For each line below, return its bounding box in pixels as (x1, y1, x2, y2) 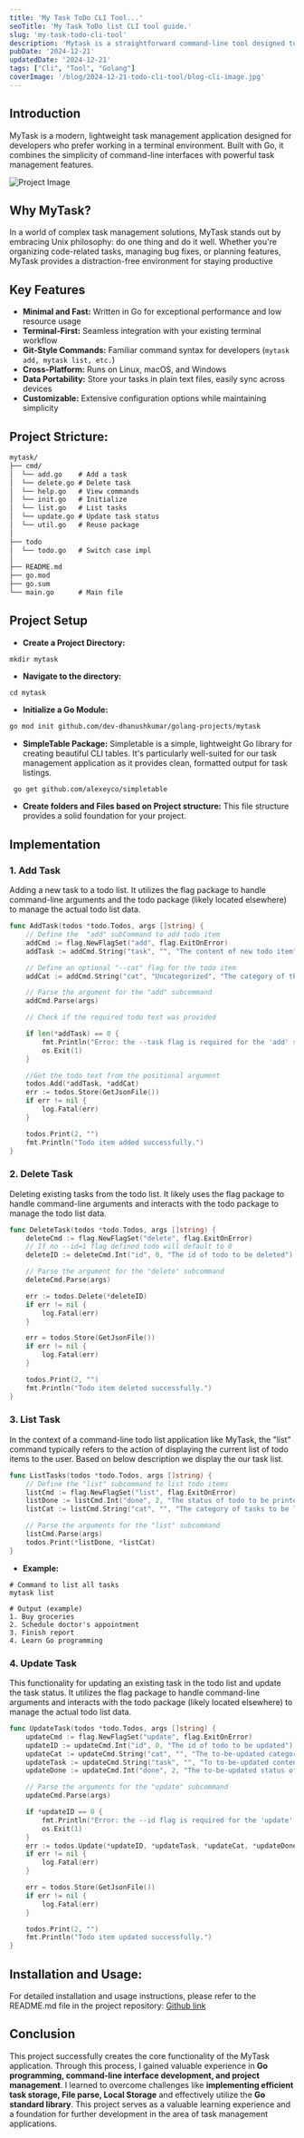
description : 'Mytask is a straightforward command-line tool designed (9, 38, 285, 48)
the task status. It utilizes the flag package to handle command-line (9, 1687, 261, 1698)
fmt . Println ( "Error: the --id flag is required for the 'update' (42, 1816, 294, 1825)
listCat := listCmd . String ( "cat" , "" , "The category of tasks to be (25, 1505, 290, 1514)
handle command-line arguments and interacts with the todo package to (9, 1198, 279, 1209)
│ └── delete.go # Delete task (9, 478, 131, 487)
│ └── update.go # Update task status (9, 512, 160, 522)
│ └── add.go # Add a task (9, 469, 128, 479)
